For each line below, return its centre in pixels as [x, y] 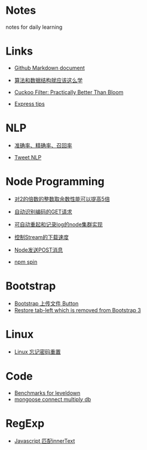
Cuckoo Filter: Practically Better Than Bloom [69, 92]
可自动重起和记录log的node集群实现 [58, 224]
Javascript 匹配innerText [45, 440]
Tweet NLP [28, 157]
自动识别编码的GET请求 [43, 212]
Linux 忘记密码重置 [37, 352]
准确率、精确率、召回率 [43, 145]
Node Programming [55, 182]
